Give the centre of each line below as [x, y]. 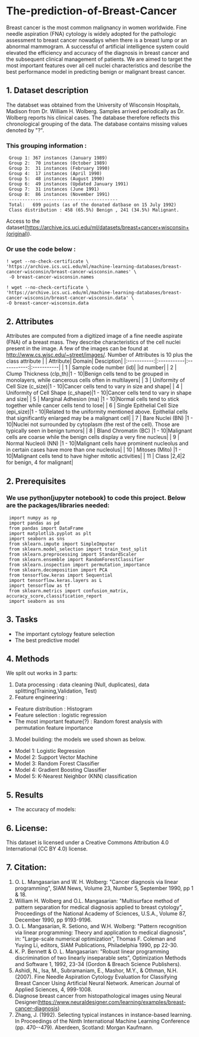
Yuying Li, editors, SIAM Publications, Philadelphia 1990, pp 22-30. [96, 945]
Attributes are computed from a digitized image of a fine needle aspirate [94, 336]
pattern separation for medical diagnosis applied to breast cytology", [99, 907]
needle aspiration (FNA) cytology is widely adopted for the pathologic [91, 33]
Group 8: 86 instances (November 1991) [59, 195]
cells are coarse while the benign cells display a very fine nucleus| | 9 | [93, 437]
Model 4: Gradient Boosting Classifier [61, 770]
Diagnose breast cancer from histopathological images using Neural [98, 995]
